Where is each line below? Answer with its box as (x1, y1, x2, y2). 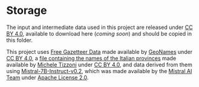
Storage (6, 4, 47, 18)
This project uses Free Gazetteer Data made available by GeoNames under (6, 48, 193, 55)
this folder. (6, 36, 33, 43)
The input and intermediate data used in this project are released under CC (6, 24, 193, 31)
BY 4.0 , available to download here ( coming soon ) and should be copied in (6, 30, 192, 37)
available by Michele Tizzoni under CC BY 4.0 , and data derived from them (6, 61, 192, 68)
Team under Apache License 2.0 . (6, 74, 89, 81)
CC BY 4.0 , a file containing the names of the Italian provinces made (6, 54, 177, 62)
